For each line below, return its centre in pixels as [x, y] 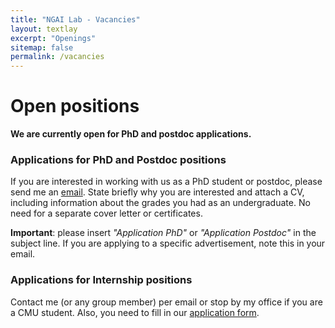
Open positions [75, 106]
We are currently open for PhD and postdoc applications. [131, 134]
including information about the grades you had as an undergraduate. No [160, 203]
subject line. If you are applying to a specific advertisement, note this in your [168, 243]
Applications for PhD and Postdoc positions [118, 159]
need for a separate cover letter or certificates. [106, 213]
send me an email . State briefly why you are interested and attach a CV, [157, 192]
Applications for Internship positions [101, 280]
